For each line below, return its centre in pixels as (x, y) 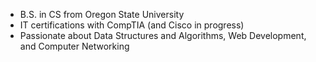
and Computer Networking (74, 46)
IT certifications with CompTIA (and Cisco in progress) (132, 25)
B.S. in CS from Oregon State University (102, 14)
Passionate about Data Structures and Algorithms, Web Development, (163, 35)
